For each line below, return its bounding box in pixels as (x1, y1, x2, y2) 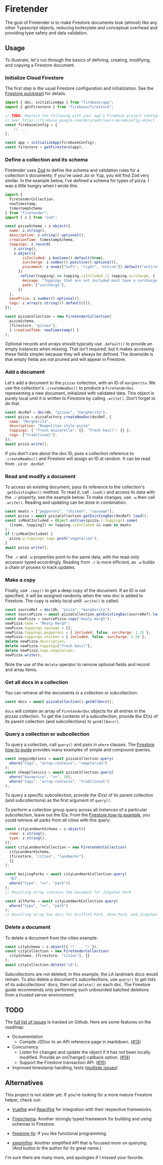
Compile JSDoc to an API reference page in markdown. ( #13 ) (19, 1039, 141, 1045)
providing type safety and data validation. (5, 30, 88, 36)
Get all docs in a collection (5, 679, 68, 686)
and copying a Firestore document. (5, 62, 75, 68)
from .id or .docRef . (5, 460, 46, 466)
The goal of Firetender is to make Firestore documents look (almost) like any (5, 19, 158, 25)
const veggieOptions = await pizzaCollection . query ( (5, 756, 114, 761)
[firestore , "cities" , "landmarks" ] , (9, 854, 86, 859)
